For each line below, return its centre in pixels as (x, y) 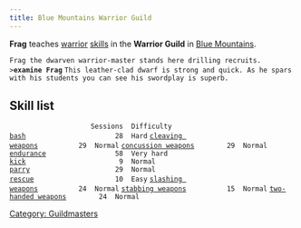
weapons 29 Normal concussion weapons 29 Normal (138, 146)
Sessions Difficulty (131, 127)
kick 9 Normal (83, 162)
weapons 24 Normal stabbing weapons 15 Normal (138, 189)
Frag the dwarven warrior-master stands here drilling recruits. (135, 60)
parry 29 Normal (83, 170)
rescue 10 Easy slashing (96, 179)
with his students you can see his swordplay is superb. (119, 78)
